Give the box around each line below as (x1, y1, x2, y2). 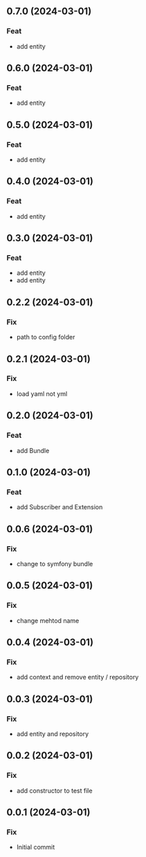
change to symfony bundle (16, 559, 93, 568)
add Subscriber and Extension (16, 503, 103, 511)
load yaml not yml (16, 389, 68, 398)
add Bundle (16, 446, 50, 455)
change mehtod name (16, 616, 80, 625)
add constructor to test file (16, 786, 93, 795)
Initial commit (16, 843, 55, 851)
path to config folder (16, 333, 75, 341)
